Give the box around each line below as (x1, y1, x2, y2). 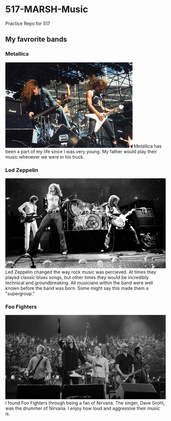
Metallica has (133, 143, 162, 149)
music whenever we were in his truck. (5, 154, 85, 160)
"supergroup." (5, 290, 35, 296)
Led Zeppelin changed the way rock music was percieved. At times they (5, 268, 156, 275)
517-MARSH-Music (5, 4, 88, 15)
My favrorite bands (5, 35, 67, 44)
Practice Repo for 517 (5, 20, 50, 26)
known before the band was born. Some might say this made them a (5, 285, 149, 291)
